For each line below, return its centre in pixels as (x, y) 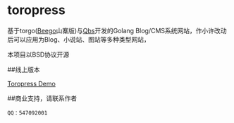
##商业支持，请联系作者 (42, 98)
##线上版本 (24, 69)
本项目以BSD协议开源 (38, 54)
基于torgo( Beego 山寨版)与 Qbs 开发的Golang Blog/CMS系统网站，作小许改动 (117, 30)
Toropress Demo (32, 83)
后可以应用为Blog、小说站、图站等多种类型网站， (79, 39)
